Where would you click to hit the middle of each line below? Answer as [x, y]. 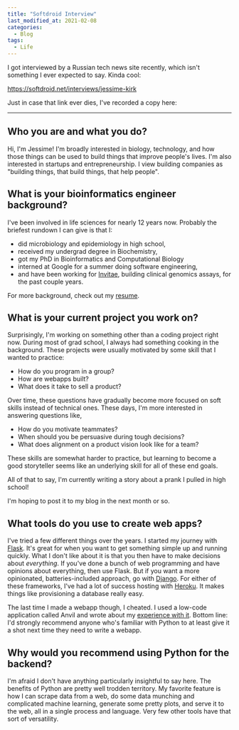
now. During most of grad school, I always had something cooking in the [113, 342]
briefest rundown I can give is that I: [60, 230]
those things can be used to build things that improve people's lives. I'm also [119, 156]
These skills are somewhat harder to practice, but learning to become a [112, 458]
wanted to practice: [36, 358]
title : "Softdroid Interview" [52, 14]
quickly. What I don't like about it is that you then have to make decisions [114, 556]
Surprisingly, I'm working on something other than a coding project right [113, 335]
